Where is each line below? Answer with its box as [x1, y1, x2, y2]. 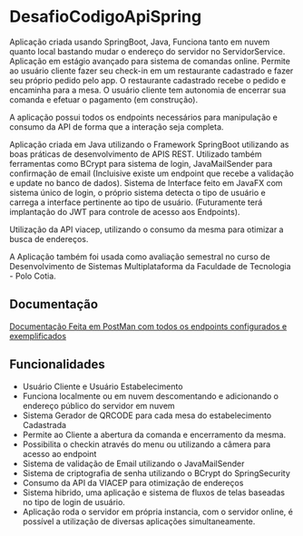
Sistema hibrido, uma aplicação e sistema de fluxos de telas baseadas [22, 487, 286, 498]
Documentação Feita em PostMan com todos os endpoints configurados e [9, 320, 288, 332]
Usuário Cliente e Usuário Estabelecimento [22, 381, 183, 392]
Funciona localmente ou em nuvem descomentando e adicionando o [22, 390, 279, 401]
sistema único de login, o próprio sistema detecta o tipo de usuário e [9, 187, 266, 198]
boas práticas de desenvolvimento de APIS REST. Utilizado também [9, 148, 262, 160]
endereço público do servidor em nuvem [22, 400, 175, 411]
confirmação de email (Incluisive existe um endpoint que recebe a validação [9, 168, 295, 179]
